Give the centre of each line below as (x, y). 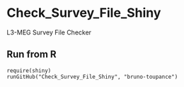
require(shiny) (29, 71)
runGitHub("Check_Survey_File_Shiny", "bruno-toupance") (92, 76)
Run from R (32, 54)
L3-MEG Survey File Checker (49, 32)
